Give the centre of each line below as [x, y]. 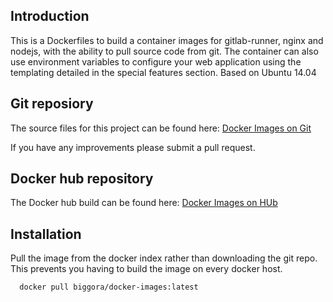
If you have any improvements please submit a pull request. [133, 147]
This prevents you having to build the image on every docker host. [146, 269]
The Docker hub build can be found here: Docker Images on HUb [144, 203]
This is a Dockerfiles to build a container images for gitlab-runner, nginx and [167, 40]
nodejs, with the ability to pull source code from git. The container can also [164, 51]
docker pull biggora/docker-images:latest [109, 287]
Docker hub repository [82, 179]
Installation [46, 234]
